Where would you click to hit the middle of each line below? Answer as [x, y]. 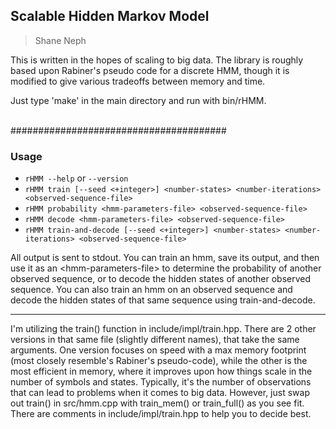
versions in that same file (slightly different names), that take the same [155, 340]
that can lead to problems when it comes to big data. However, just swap [160, 393]
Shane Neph [60, 40]
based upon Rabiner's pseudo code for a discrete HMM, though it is [150, 70]
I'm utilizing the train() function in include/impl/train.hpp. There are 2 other [163, 329]
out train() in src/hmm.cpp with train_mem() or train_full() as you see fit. [157, 403]
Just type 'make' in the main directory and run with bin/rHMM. [138, 100]
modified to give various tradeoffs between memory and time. [138, 81]
